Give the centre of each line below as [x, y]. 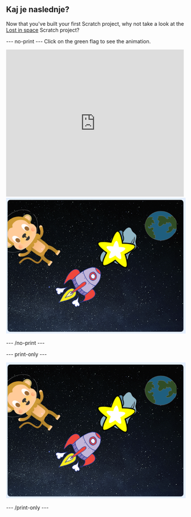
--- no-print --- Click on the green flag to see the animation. [79, 41]
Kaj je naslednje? [38, 10]
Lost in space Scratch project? [43, 30]
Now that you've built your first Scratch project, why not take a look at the [95, 23]
